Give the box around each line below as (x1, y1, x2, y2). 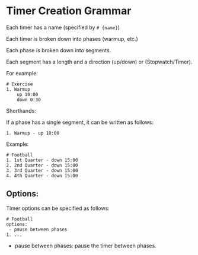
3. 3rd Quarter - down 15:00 (6, 167, 78, 173)
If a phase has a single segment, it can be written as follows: (6, 119, 154, 126)
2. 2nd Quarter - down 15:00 (6, 162, 78, 168)
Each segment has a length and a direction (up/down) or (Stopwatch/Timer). (6, 58, 193, 65)
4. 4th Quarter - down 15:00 (6, 173, 78, 179)
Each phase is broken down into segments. (6, 46, 111, 54)
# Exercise (6, 81, 33, 87)
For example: (6, 69, 39, 76)
